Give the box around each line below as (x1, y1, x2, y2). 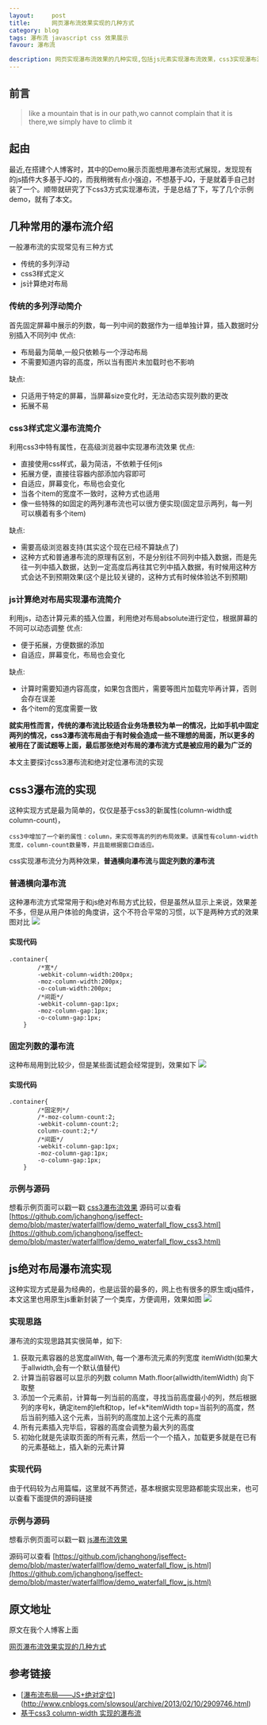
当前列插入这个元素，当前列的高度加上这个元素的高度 (27, 1412, 201, 1422)
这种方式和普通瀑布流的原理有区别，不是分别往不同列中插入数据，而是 (20, 553, 250, 562)
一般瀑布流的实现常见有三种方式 (9, 242, 113, 252)
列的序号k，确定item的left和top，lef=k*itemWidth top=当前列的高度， (20, 1403, 248, 1412)
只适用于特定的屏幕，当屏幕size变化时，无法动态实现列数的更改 (20, 391, 229, 400)
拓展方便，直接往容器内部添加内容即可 (20, 469, 146, 479)
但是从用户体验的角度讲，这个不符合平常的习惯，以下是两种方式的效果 (29, 907, 259, 917)
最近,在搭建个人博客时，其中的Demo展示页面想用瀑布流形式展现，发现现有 (9, 164, 253, 174)
